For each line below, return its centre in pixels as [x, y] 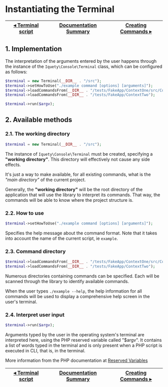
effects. [13, 165]
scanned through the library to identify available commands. [67, 281]
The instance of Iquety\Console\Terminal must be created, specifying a [79, 154]
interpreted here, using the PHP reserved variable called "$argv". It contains [83, 340]
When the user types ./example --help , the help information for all [74, 291]
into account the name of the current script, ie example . [62, 238]
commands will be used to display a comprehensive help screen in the [77, 296]
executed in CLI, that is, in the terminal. [45, 351]
